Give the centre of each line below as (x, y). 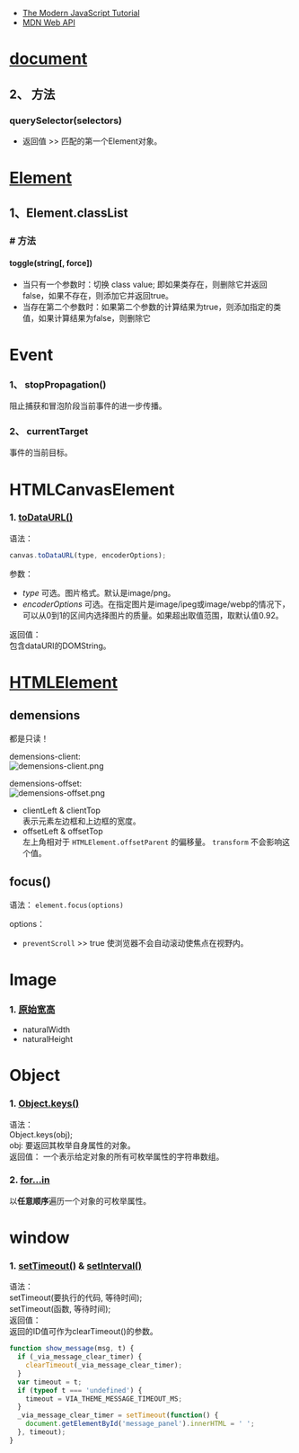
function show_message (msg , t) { (72, 1349)
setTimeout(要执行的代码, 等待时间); (76, 1297)
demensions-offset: (46, 783)
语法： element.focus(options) (66, 905)
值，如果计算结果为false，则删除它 (86, 317)
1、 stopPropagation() (58, 384)
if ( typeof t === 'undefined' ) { (80, 1390)
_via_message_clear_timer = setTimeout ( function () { (118, 1415)
